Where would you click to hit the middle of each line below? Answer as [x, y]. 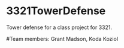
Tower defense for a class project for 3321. [59, 27]
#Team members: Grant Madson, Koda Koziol [62, 39]
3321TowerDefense [56, 11]
